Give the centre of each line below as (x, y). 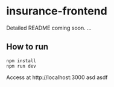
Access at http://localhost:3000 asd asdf (57, 77)
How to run (27, 47)
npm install (21, 61)
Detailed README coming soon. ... (49, 28)
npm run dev (21, 66)
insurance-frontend (57, 11)
